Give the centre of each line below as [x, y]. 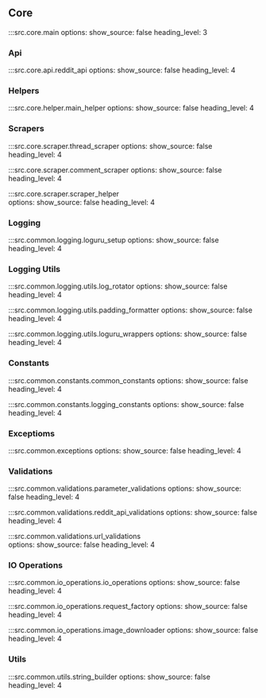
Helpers [24, 91]
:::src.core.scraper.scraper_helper [64, 193]
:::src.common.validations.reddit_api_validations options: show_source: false [133, 513]
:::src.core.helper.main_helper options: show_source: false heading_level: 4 [131, 108]
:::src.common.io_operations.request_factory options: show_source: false [128, 607]
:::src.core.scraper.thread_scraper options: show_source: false [110, 145]
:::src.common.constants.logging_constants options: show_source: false [126, 404]
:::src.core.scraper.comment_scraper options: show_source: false [115, 169]
